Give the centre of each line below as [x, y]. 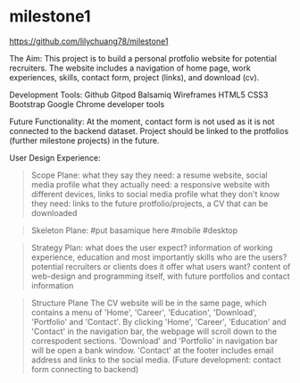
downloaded [54, 212]
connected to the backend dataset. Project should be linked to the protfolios [149, 130]
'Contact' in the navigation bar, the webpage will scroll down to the [154, 331]
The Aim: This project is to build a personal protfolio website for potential [143, 58]
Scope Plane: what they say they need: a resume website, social [149, 175]
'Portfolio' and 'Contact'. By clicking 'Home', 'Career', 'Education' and [158, 321]
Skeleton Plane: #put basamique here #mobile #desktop [134, 230]
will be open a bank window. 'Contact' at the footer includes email [152, 350]
